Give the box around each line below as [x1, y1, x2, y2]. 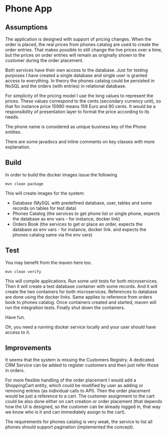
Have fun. [5, 314, 25, 320]
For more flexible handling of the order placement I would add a [5, 377, 136, 383]
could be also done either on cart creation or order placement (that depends [5, 398, 162, 404]
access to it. [5, 329, 30, 335]
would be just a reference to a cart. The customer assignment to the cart [5, 393, 155, 399]
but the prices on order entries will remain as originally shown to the [5, 52, 145, 58]
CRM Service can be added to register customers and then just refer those [5, 362, 159, 368]
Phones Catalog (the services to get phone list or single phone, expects [12, 210, 160, 216]
